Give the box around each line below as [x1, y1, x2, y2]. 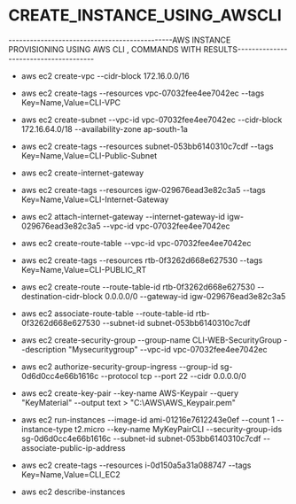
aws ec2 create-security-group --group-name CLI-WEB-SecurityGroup [20, 334, 283, 345]
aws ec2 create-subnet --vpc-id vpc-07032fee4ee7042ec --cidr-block [20, 114, 283, 125]
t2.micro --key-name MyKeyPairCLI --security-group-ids [74, 423, 283, 434]
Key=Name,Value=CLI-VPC [20, 97, 121, 107]
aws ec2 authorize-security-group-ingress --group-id [20, 361, 219, 372]
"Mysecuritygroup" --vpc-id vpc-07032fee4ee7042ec [68, 344, 268, 354]
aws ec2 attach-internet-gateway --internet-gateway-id [20, 211, 225, 221]
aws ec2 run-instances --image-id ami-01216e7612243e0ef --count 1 [20, 414, 276, 425]
